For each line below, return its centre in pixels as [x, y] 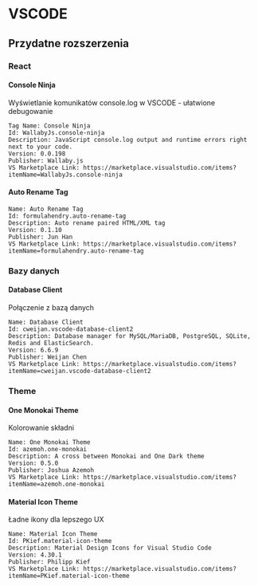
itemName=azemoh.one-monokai [57, 484]
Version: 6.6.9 [33, 350]
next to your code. [41, 147]
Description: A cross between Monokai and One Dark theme [106, 456]
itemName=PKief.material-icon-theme [69, 576]
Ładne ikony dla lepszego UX [57, 520]
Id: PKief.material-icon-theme [60, 541]
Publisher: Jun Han [41, 237]
